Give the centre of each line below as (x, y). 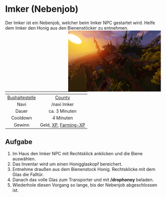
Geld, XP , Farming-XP (63, 125)
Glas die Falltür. (28, 175)
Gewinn (22, 125)
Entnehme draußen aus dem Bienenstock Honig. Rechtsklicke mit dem (84, 169)
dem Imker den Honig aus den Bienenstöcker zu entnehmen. (67, 28)
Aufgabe (19, 142)
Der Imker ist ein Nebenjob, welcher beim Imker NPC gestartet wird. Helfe (80, 23)
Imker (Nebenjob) (42, 9)
